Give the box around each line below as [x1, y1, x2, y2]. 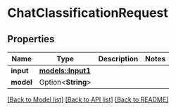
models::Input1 [39, 66, 91, 75]
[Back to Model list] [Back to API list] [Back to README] [7, 95, 169, 104]
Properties [7, 33, 55, 45]
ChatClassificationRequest [7, 5, 168, 21]
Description [98, 54, 139, 63]
